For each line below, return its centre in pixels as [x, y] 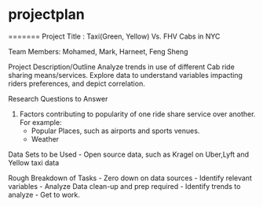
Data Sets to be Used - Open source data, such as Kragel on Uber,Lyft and [129, 154]
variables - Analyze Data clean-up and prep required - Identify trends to [124, 186]
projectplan [46, 15]
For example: [40, 122]
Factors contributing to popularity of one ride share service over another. [137, 114]
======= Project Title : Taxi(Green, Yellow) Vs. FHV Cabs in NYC [114, 36]
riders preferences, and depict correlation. [77, 83]
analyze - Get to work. [44, 194]
